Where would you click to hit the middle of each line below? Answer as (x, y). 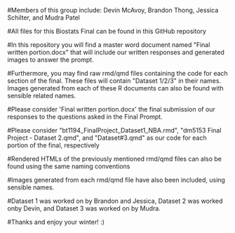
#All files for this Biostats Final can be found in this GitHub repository (107, 31)
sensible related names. (42, 95)
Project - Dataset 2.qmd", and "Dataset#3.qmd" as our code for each (107, 138)
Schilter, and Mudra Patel (44, 18)
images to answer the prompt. (51, 60)
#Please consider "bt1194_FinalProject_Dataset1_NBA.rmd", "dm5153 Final (114, 130)
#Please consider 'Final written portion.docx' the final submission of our (111, 109)
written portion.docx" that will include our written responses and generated (116, 52)
